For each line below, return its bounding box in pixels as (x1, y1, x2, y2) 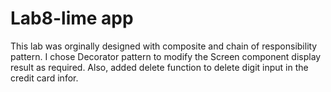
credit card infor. (10, 72, 79, 84)
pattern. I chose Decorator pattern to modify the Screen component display (10, 50, 322, 62)
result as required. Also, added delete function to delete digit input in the (10, 61, 309, 73)
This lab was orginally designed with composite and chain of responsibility (10, 40, 318, 52)
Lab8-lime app (10, 7, 134, 30)
